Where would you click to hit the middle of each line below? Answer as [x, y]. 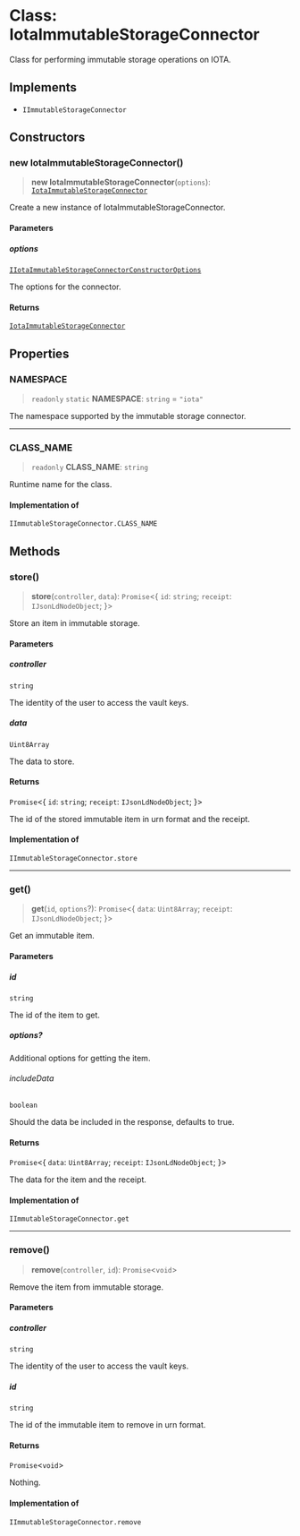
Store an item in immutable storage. [75, 623]
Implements [43, 87]
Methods [35, 551]
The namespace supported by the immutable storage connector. [128, 416]
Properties [39, 353]
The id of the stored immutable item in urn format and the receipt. [130, 819]
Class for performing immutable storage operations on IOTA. [121, 59]
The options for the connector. [66, 287]
